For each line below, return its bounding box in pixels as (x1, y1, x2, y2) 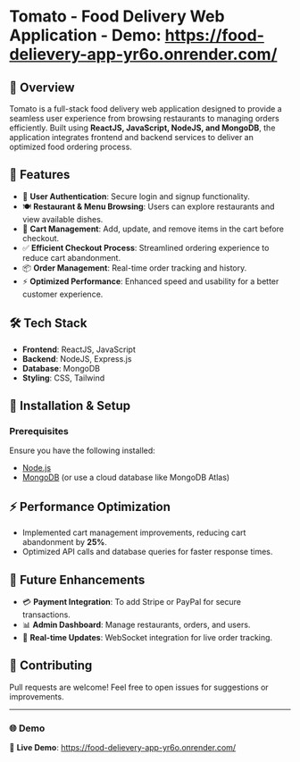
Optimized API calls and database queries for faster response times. (21, 547, 273, 557)
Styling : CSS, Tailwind (21, 373, 105, 383)
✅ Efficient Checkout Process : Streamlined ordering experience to (21, 242, 270, 253)
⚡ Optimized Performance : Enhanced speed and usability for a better (21, 275, 279, 287)
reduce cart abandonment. (21, 252, 121, 263)
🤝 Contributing (9, 658, 93, 674)
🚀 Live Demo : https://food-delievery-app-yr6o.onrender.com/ (9, 742, 237, 753)
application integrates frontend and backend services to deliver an (9, 132, 254, 142)
